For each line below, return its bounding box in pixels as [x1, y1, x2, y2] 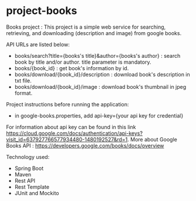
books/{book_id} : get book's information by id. [14, 64, 129, 71]
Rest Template [14, 183, 50, 190]
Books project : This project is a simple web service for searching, [6, 23, 166, 30]
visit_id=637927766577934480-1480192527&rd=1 [6, 136, 128, 143]
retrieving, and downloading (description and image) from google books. [6, 29, 182, 36]
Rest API [14, 177, 36, 184]
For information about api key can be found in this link [6, 123, 136, 130]
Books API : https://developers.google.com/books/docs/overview [6, 142, 164, 149]
